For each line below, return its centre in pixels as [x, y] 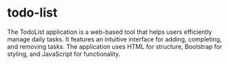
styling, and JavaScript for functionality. [64, 54]
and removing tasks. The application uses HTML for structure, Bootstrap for [115, 46]
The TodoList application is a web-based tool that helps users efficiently [110, 32]
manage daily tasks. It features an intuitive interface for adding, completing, [114, 39]
